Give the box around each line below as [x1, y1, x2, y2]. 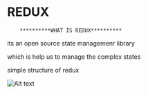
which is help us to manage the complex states [7, 53, 141, 61]
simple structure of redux [7, 66, 80, 74]
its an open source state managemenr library [7, 39, 135, 47]
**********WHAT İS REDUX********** [19, 27, 122, 34]
